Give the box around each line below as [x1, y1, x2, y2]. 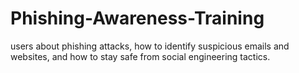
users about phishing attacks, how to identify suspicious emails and [10, 40, 290, 52]
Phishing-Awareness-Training [10, 7, 265, 30]
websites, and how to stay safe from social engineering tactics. [10, 50, 271, 62]
